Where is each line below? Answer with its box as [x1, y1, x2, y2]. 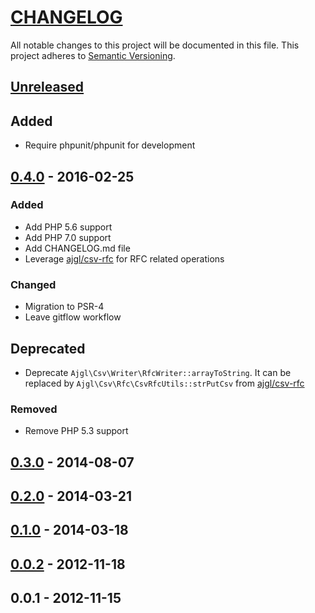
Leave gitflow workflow [24, 311, 122, 323]
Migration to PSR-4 [24, 301, 105, 313]
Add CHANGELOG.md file [24, 242, 131, 254]
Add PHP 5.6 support [24, 221, 113, 233]
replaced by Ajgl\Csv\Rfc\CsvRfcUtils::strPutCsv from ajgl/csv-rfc [24, 377, 305, 389]
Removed [10, 402, 58, 416]
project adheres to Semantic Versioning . [10, 49, 176, 61]
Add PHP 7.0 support [24, 231, 112, 243]
